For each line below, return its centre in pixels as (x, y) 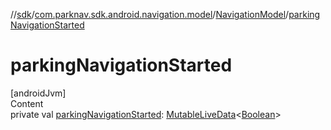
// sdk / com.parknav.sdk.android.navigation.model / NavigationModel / (150, 14)
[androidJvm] (38, 93)
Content (27, 103)
